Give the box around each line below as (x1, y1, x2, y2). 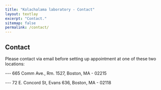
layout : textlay (5, 12, 38, 16)
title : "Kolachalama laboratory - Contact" (5, 7, 95, 12)
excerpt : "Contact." (5, 16, 47, 21)
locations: (5, 61, 25, 67)
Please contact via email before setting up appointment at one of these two (5, 56, 156, 61)
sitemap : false (5, 20, 36, 26)
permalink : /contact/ (5, 25, 49, 30)
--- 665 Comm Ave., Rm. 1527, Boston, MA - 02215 (5, 70, 107, 76)
